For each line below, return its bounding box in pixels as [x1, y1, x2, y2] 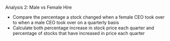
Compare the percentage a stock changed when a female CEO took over [12, 14, 165, 20]
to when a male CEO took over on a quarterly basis [12, 20, 119, 25]
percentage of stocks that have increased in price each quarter [12, 30, 145, 36]
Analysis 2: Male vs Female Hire [5, 5, 72, 10]
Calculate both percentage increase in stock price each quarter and [12, 25, 154, 31]
